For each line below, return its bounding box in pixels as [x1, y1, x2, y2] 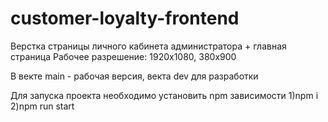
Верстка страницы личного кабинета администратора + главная [10, 40, 287, 52]
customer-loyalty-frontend [10, 7, 240, 30]
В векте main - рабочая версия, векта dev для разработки [10, 70, 259, 82]
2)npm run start [10, 100, 75, 112]
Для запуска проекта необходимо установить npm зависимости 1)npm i [10, 89, 319, 101]
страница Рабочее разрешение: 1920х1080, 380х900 [10, 50, 237, 62]
